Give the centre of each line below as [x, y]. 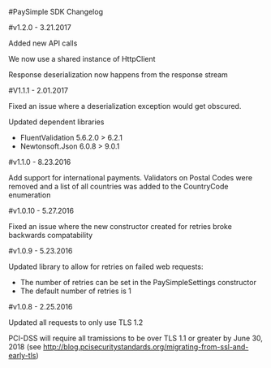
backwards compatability [51, 235]
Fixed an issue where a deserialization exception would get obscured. [125, 106]
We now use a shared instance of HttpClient [82, 59]
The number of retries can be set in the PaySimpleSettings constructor [138, 282]
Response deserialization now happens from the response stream [118, 75]
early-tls [22, 355]
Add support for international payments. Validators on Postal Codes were [131, 178]
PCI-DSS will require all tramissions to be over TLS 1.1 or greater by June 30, [136, 338]
